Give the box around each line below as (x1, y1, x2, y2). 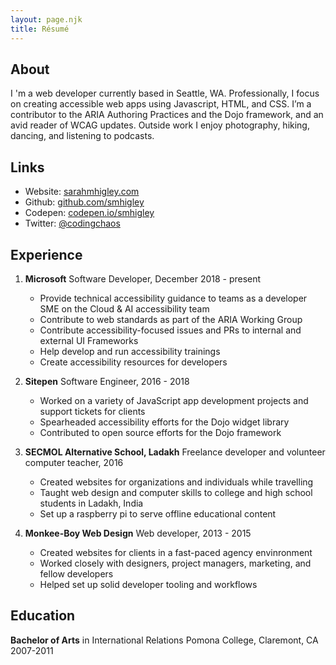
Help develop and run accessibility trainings (39, 345, 221, 357)
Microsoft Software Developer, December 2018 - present (24, 272, 262, 285)
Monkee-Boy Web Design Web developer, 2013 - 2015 (24, 527, 252, 539)
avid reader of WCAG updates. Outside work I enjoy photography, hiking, (10, 119, 310, 131)
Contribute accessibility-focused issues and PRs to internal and (39, 324, 302, 336)
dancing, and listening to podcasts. (10, 130, 155, 142)
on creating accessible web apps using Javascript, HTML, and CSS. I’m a (10, 98, 312, 110)
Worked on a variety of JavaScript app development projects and (39, 394, 309, 406)
